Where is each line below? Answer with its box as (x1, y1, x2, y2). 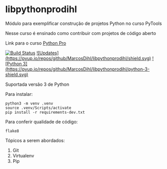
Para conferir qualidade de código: (5, 118, 78, 125)
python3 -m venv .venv (5, 100, 53, 106)
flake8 (5, 128, 19, 133)
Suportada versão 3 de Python (5, 81, 70, 87)
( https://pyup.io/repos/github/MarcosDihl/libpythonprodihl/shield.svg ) (5, 55, 151, 61)
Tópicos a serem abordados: (5, 137, 65, 143)
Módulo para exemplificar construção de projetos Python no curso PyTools (5, 20, 162, 26)
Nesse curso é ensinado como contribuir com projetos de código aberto (5, 30, 156, 36)
